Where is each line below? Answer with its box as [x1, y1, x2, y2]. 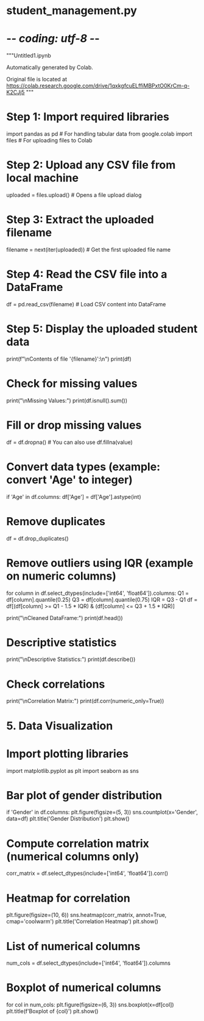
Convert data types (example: [6, 460, 160, 474]
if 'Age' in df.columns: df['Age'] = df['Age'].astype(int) [6, 493, 141, 500]
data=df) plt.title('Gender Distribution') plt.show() [6, 815, 130, 822]
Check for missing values [6, 377, 138, 390]
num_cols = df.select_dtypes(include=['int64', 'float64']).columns [6, 959, 171, 967]
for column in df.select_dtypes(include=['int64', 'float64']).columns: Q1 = [6, 589, 189, 597]
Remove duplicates [6, 514, 105, 528]
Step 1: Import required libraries [6, 110, 169, 124]
